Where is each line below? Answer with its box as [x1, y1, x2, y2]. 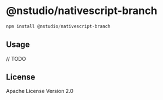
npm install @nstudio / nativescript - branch [6, 23, 111, 29]
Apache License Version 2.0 [6, 88, 74, 95]
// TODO [6, 55, 26, 62]
